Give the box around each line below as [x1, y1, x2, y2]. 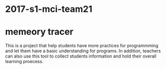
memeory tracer [5, 26, 74, 38]
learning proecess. [5, 59, 44, 65]
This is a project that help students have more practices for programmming [5, 43, 159, 49]
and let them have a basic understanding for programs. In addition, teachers [5, 48, 161, 54]
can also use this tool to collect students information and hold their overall [5, 53, 157, 59]
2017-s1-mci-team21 [5, 3, 92, 15]
